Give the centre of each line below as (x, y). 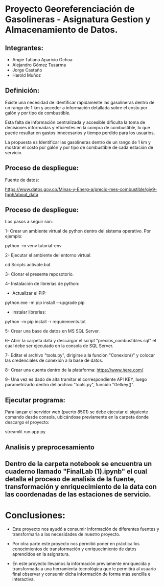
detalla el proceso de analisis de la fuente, (70, 479)
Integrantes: (24, 48)
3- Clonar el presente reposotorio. (40, 274)
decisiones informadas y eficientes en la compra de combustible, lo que (78, 127)
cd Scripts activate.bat (28, 265)
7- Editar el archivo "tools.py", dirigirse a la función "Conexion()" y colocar (80, 355)
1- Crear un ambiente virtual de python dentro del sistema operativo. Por (78, 231)
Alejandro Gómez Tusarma (39, 65)
